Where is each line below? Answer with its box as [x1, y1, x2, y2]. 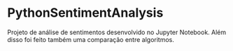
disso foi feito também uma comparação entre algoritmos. [7, 35, 175, 43]
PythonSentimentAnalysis [7, 5, 164, 21]
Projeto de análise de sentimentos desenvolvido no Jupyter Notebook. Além [7, 28, 227, 36]
